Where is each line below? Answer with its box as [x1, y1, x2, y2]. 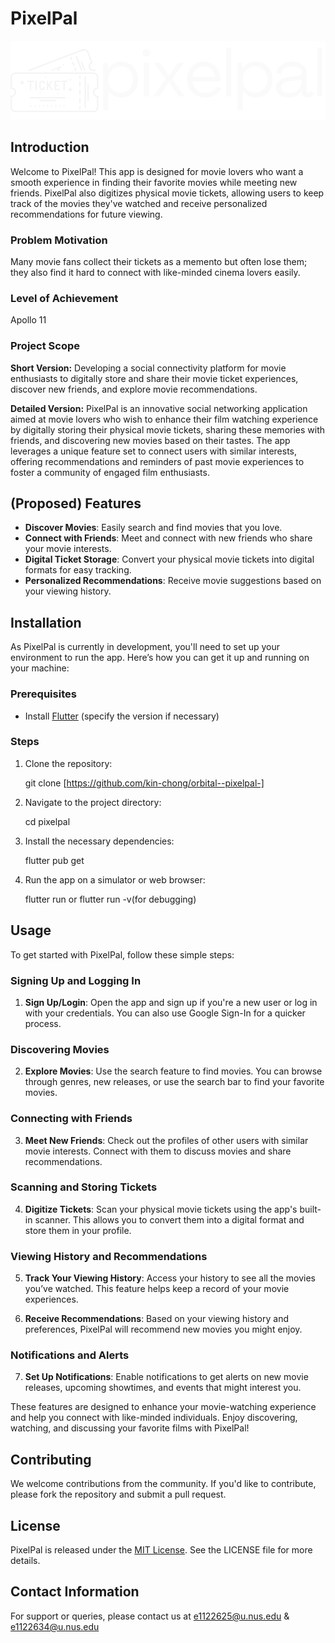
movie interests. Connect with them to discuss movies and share [24, 1145, 292, 1157]
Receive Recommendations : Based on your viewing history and [24, 1313, 289, 1325]
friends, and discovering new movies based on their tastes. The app [10, 434, 291, 446]
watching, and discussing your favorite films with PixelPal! [10, 1422, 250, 1434]
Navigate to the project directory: [24, 796, 162, 808]
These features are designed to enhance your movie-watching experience [10, 1401, 317, 1413]
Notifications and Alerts [10, 1348, 130, 1362]
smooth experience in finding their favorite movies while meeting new [10, 176, 298, 188]
